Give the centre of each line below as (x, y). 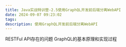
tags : (11, 19)
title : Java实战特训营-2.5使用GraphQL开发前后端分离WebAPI (63, 10)
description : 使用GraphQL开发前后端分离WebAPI (52, 24)
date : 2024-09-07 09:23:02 (34, 15)
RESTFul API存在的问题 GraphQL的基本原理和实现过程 (61, 39)
